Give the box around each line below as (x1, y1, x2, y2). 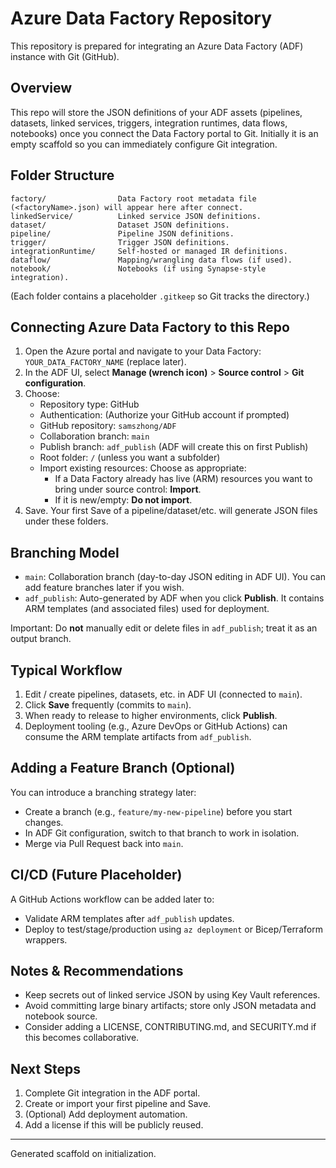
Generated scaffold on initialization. (10, 1148, 157, 1160)
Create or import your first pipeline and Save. (24, 1098, 212, 1110)
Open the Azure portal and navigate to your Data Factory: (24, 345, 262, 357)
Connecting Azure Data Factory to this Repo (10, 318, 290, 336)
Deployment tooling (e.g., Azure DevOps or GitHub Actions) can (24, 720, 288, 732)
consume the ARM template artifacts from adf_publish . (24, 731, 252, 742)
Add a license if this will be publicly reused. (24, 1119, 204, 1131)
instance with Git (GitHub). (10, 50, 120, 62)
